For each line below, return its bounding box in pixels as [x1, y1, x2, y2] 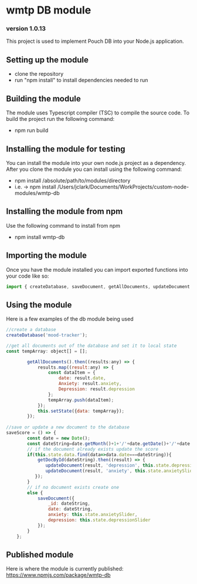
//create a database [6, 327, 57, 333]
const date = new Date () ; [27, 435, 91, 441]
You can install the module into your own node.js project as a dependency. [6, 159, 186, 166]
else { [27, 490, 43, 496]
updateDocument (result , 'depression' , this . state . [45, 463, 172, 468]
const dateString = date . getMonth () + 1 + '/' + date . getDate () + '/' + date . [27, 441, 193, 447]
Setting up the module [6, 55, 89, 65]
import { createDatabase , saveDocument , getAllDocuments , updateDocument [6, 283, 191, 289]
